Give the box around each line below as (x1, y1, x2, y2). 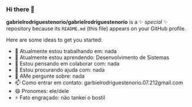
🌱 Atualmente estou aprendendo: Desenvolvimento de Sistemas (14, 54, 170, 61)
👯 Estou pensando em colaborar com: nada (14, 60, 120, 67)
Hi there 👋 (6, 5, 35, 13)
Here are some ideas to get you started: (6, 36, 103, 43)
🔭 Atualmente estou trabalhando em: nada (14, 48, 117, 55)
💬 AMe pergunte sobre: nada (14, 73, 85, 80)
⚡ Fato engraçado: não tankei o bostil (14, 94, 105, 101)
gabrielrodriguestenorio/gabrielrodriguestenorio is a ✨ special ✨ (6, 19, 168, 26)
